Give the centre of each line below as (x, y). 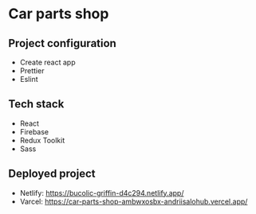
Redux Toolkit (42, 140)
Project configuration (63, 43)
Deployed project (52, 174)
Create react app (47, 62)
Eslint (29, 79)
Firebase (34, 131)
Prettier (32, 71)
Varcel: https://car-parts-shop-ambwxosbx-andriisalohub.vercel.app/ (134, 201)
